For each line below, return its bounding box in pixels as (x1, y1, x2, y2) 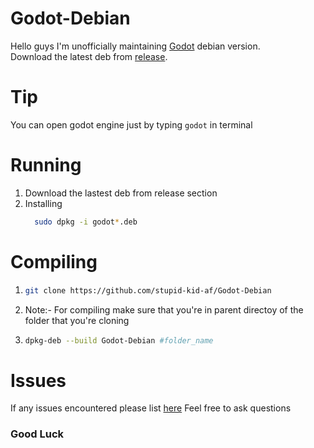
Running (10, 154, 82, 177)
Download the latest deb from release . (10, 50, 168, 62)
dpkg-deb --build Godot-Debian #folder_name (24, 335, 214, 346)
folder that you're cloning (24, 314, 130, 326)
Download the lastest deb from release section (24, 187, 218, 199)
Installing (24, 197, 63, 209)
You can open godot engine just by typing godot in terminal (10, 118, 253, 131)
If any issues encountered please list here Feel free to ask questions (10, 402, 292, 414)
